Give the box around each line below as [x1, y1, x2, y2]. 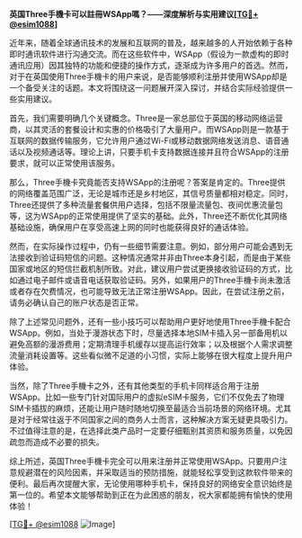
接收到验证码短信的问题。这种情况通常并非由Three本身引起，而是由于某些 [16, 252, 291, 263]
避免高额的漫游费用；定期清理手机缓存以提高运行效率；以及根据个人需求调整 [9, 339, 293, 349]
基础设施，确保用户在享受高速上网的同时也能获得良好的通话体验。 [9, 222, 253, 232]
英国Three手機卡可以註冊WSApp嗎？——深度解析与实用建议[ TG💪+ [9, 9, 259, 19]
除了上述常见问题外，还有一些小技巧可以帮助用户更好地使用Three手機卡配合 [9, 317, 291, 327]
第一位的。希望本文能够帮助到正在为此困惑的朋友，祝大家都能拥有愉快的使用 [9, 489, 293, 500]
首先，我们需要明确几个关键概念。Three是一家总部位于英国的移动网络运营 [9, 112, 283, 123]
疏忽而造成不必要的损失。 [9, 436, 104, 447]
